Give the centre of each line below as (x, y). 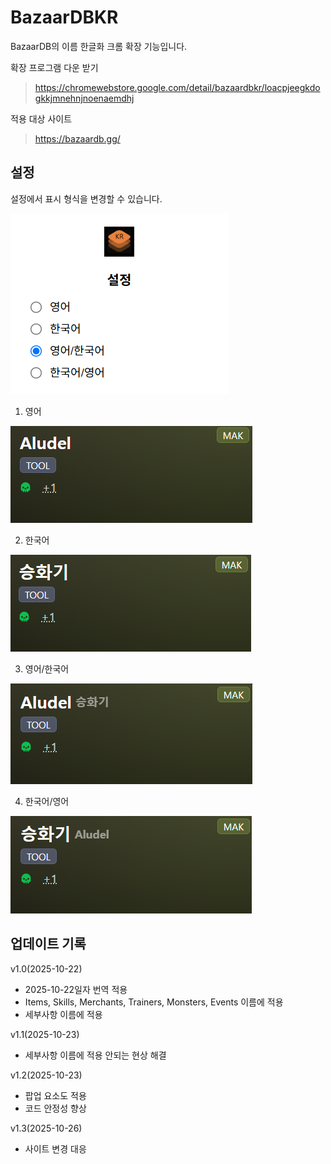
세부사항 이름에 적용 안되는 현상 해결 (95, 1055)
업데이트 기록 (48, 944)
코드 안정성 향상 (55, 1108)
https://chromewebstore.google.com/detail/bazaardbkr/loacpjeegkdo (177, 87)
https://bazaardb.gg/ (77, 138)
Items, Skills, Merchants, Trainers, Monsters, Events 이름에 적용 (154, 1002)
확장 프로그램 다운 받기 (54, 67)
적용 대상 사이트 (41, 118)
